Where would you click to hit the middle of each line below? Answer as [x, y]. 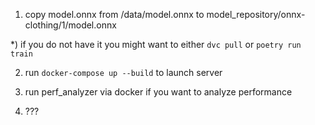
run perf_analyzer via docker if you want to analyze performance [158, 92]
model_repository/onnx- [256, 14]
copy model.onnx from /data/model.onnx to [114, 14]
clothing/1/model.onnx [70, 25]
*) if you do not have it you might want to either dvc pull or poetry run [156, 44]
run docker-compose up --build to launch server [123, 72]
